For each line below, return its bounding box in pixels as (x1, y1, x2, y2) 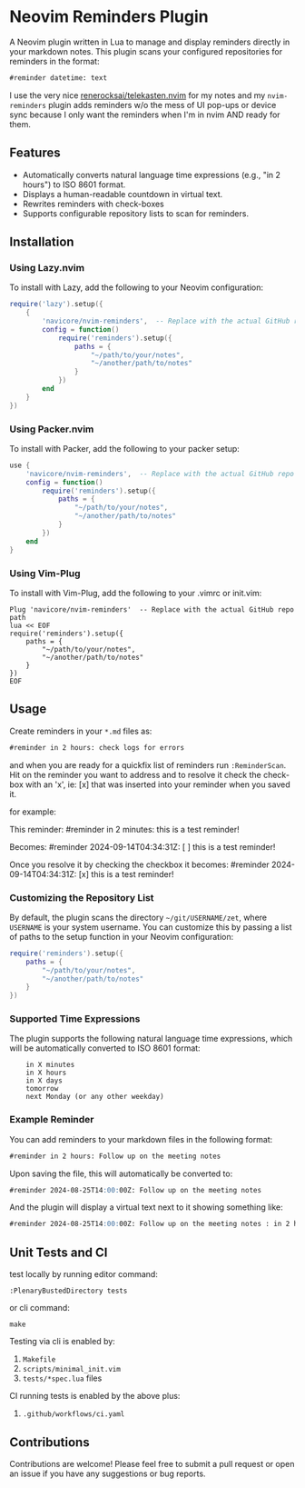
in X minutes (25, 1061, 75, 1070)
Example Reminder (9, 1114, 94, 1126)
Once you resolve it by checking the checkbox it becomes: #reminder (9, 859, 270, 870)
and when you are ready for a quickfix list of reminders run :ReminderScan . (9, 759, 287, 770)
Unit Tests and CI (9, 1244, 108, 1260)
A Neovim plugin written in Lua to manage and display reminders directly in (9, 36, 290, 47)
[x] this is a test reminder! (78, 868, 174, 879)
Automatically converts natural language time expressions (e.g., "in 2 (22, 169, 281, 180)
